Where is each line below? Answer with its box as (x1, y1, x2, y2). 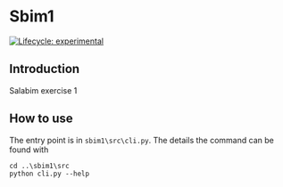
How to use (9, 111, 73, 126)
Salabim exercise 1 (9, 85, 78, 95)
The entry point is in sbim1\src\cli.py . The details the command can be (9, 134, 274, 145)
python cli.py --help (9, 169, 90, 178)
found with (9, 144, 49, 155)
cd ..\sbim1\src (9, 161, 70, 170)
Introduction (9, 61, 80, 77)
